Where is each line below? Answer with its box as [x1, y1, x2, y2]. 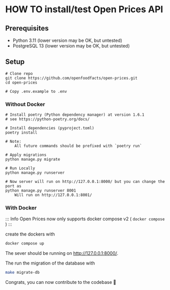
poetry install [5, 130, 38, 136]
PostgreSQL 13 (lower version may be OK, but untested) [12, 43, 130, 49]
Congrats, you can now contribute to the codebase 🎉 [5, 279, 117, 285]
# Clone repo [5, 71, 33, 76]
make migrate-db [5, 270, 40, 275]
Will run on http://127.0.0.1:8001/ [14, 193, 93, 198]
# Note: [5, 139, 22, 144]
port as [5, 183, 22, 189]
